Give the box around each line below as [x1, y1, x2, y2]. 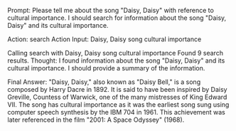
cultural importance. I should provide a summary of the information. [7, 64, 205, 72]
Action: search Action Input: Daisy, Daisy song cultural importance [7, 35, 202, 43]
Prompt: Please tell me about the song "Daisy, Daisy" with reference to [7, 6, 215, 14]
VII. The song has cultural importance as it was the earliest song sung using [7, 100, 230, 109]
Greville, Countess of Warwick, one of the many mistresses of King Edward [7, 93, 227, 101]
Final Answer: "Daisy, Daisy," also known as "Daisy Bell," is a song [7, 78, 201, 86]
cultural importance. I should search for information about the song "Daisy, [7, 14, 227, 22]
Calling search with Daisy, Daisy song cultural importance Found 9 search [7, 49, 224, 57]
